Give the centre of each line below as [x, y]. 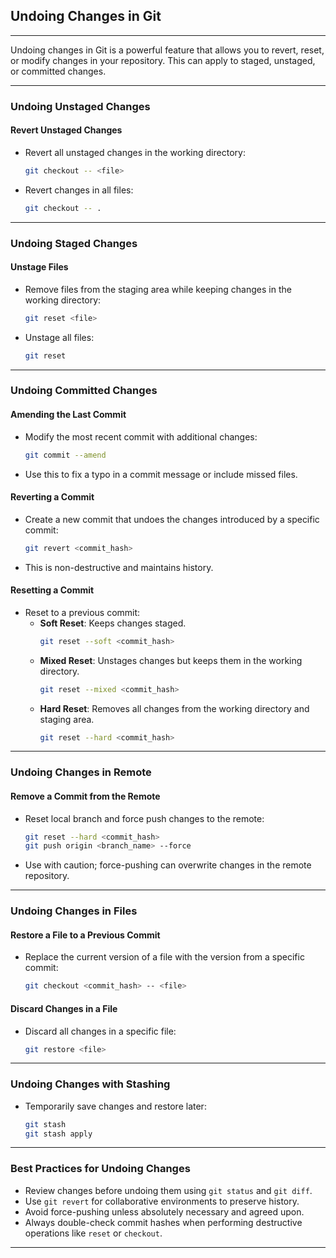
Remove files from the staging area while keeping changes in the [158, 289]
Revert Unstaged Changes [66, 130]
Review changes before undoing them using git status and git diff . [168, 1190]
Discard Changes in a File [64, 1008]
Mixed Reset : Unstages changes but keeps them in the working [171, 660]
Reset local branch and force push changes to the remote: [144, 818]
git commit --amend [65, 455]
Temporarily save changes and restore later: [115, 1106]
